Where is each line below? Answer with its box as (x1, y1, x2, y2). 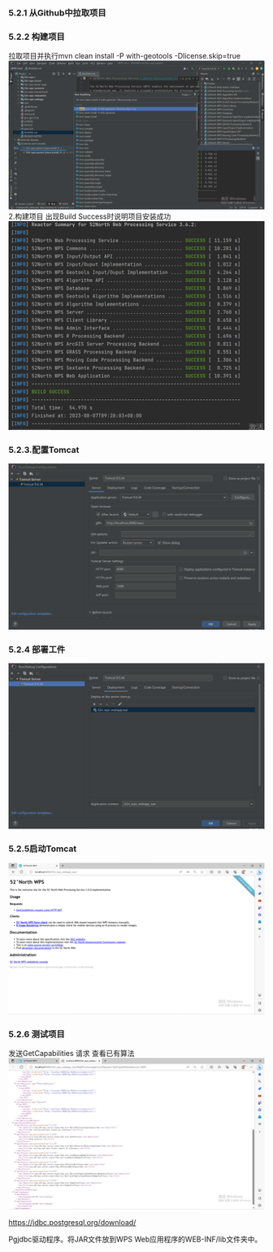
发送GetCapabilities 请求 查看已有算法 (8, 1049, 135, 1059)
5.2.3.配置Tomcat (8, 444, 80, 455)
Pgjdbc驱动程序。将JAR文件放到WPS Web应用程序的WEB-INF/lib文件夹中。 (8, 1234, 262, 1245)
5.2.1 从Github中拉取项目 (8, 7, 107, 18)
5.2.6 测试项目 (8, 1028, 65, 1040)
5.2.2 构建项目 (8, 31, 65, 42)
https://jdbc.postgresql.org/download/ (8, 1218, 136, 1228)
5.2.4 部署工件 (8, 644, 66, 655)
